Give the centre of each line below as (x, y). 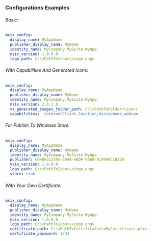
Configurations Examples (37, 8)
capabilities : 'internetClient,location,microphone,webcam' (75, 114)
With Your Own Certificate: (34, 185)
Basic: (12, 20)
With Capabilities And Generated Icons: (47, 70)
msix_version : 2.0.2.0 (34, 104)
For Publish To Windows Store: (37, 125)
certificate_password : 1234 (40, 234)
